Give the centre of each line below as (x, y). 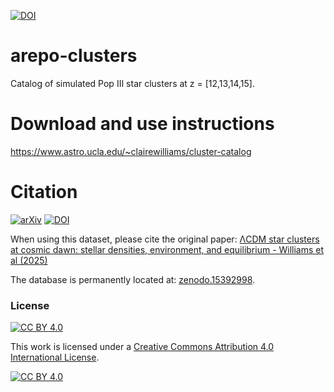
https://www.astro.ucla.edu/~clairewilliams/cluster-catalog (131, 151)
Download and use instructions (142, 124)
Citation (44, 192)
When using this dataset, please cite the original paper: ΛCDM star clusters (165, 239)
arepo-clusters (74, 56)
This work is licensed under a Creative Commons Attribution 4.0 (142, 347)
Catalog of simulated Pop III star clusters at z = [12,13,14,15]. (132, 83)
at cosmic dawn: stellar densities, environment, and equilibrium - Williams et (167, 249)
